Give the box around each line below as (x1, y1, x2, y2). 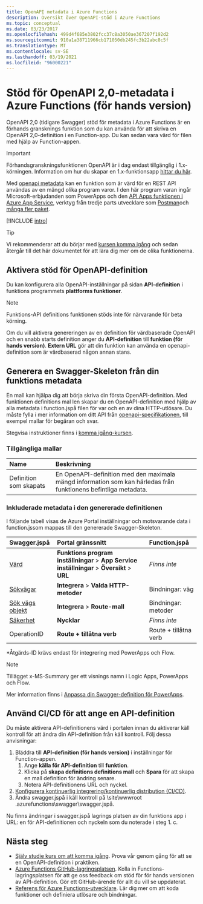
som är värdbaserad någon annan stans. (31, 348, 132, 356)
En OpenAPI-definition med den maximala (55, 470, 176, 479)
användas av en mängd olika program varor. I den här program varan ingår (6, 186, 192, 194)
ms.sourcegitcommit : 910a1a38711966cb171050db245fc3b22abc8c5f (6, 37, 169, 43)
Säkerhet (9, 616, 35, 624)
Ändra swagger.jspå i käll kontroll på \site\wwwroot (14, 794, 142, 801)
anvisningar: (6, 737, 37, 744)
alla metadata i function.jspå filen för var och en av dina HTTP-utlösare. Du (6, 405, 192, 412)
